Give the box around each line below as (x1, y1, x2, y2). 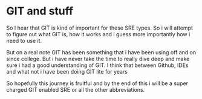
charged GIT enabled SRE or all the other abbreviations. (6, 86, 145, 93)
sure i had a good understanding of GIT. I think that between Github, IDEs (6, 62, 189, 69)
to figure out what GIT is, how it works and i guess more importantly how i (6, 30, 191, 37)
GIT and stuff (6, 4, 74, 18)
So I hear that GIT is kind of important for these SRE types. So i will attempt (6, 24, 194, 31)
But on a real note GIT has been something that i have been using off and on (6, 48, 197, 56)
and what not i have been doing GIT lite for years (6, 68, 128, 75)
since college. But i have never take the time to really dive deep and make (6, 55, 190, 62)
